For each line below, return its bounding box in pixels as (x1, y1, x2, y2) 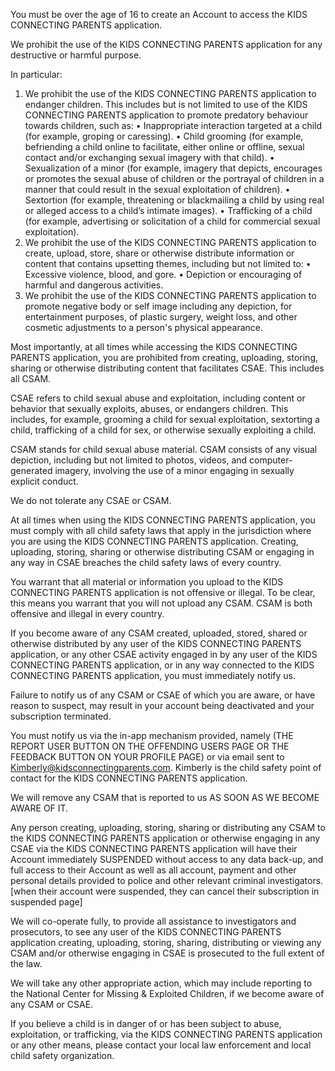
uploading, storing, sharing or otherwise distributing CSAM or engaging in (10, 546, 315, 558)
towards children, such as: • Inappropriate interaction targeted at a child (24, 120, 323, 131)
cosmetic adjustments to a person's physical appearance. (24, 322, 263, 333)
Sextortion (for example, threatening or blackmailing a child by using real (24, 194, 325, 206)
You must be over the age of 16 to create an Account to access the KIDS (10, 9, 308, 20)
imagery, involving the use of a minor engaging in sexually (54, 465, 295, 476)
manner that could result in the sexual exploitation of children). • (24, 184, 291, 195)
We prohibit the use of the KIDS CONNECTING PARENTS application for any (10, 39, 323, 50)
